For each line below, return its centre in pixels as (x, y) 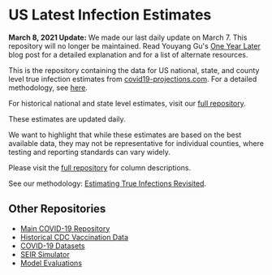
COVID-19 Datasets (52, 246)
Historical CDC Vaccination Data (74, 237)
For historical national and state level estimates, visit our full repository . (127, 103)
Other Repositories (57, 209)
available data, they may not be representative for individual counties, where (136, 143)
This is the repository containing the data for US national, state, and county (134, 70)
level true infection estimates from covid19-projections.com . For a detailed (133, 79)
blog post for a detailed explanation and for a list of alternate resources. (128, 54)
